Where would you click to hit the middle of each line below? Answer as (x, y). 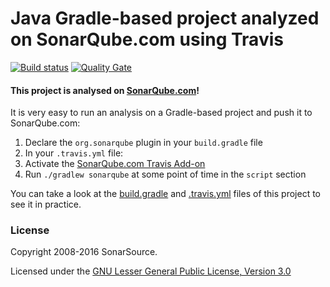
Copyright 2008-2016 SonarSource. (84, 252)
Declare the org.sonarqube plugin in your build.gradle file (143, 143)
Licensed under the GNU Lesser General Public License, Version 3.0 (151, 271)
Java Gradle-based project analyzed (165, 18)
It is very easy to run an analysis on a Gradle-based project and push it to (161, 113)
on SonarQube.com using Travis (147, 39)
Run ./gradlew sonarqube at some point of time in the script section (165, 174)
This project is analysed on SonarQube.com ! (105, 90)
